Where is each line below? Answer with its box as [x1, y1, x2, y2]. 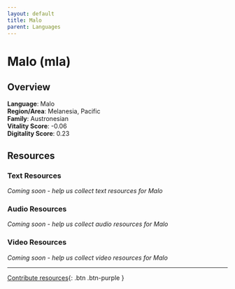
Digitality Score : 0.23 [7, 129, 70, 138]
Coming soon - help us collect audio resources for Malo [7, 220, 169, 228]
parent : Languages [7, 23, 61, 30]
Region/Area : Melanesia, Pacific [7, 107, 101, 115]
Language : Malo [7, 99, 55, 108]
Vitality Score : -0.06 [7, 122, 68, 130]
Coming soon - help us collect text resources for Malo [7, 187, 163, 195]
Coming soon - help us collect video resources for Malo [7, 253, 168, 262]
